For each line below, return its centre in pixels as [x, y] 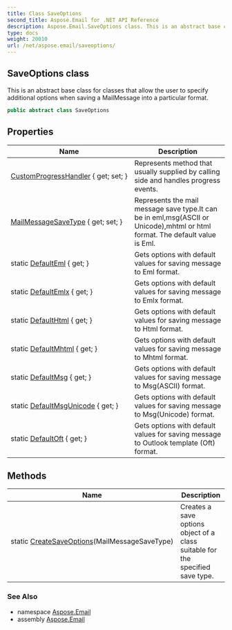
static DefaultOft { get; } [49, 438]
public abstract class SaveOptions [58, 110]
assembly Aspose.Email [51, 619]
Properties [30, 132]
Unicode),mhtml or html [173, 226]
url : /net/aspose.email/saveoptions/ [61, 46]
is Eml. [145, 243]
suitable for [199, 550]
